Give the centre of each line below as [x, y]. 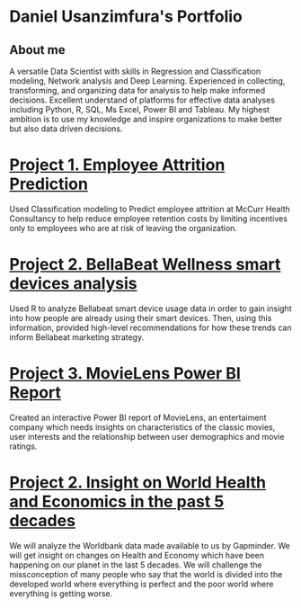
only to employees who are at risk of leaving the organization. [124, 228]
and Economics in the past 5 [117, 502]
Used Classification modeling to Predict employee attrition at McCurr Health [150, 209]
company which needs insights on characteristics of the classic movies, [142, 427]
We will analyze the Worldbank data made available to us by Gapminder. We [150, 545]
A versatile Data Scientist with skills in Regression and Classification [135, 71]
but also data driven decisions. [66, 129]
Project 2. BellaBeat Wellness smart [145, 265]
